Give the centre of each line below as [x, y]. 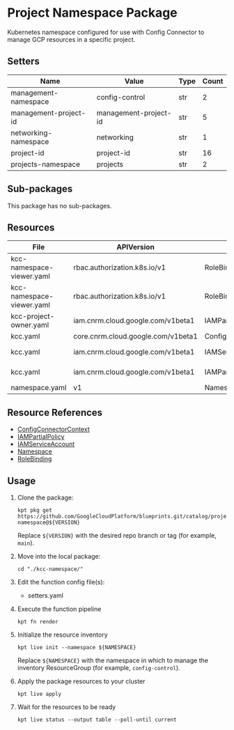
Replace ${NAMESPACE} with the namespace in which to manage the [113, 660]
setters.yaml [46, 596]
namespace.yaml [39, 388]
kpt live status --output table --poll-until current [97, 720]
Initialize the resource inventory [62, 635]
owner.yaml [30, 325]
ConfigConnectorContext [53, 429]
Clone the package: [46, 497]
